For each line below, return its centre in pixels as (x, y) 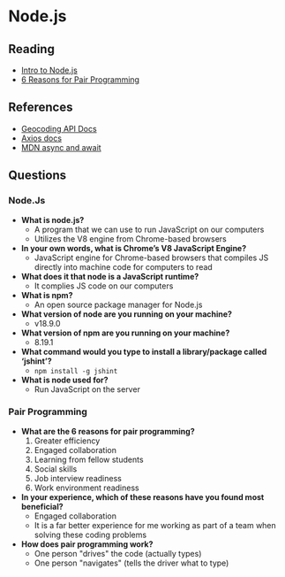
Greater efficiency (67, 441)
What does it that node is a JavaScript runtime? (110, 276)
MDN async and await (61, 147)
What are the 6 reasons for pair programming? (108, 431)
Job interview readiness (78, 478)
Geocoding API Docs (59, 128)
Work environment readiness (86, 488)
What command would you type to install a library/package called (144, 351)
